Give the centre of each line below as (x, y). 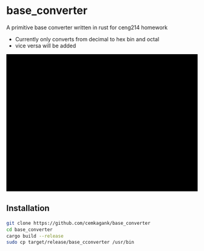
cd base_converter (29, 229)
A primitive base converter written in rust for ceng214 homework (87, 27)
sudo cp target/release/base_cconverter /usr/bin (70, 242)
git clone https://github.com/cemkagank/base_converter (78, 223)
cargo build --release (35, 236)
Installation (28, 208)
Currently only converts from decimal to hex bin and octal (87, 39)
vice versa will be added (46, 46)
